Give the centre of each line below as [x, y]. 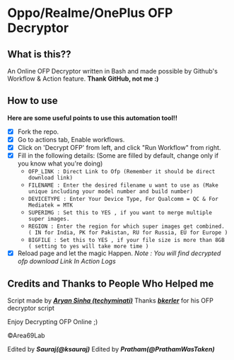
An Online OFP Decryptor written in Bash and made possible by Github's [112, 71]
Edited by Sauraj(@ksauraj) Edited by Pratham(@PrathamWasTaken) [111, 349]
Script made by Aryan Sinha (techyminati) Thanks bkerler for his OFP [110, 300]
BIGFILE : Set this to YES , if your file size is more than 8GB [126, 240]
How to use [33, 101]
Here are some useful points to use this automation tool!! [93, 117]
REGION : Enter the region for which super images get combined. [126, 227]
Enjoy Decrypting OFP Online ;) [53, 321]
